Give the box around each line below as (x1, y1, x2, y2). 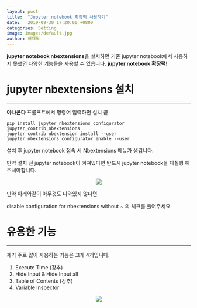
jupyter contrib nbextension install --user (6, 130, 117, 137)
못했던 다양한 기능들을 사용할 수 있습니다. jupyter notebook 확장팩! (12, 60, 168, 67)
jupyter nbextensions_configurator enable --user (6, 136, 130, 141)
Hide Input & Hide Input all (15, 270, 78, 277)
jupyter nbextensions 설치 (6, 83, 134, 96)
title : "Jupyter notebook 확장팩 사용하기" (6, 14, 109, 20)
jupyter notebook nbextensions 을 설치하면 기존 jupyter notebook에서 (6, 53, 172, 59)
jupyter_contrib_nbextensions (6, 126, 81, 131)
